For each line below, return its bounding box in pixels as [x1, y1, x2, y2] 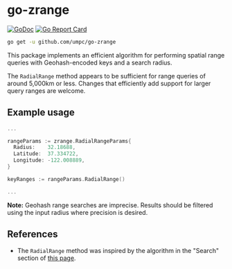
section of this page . [17, 254, 76, 262]
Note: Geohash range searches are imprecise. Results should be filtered [7, 200, 213, 209]
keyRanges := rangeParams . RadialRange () [7, 175, 126, 182]
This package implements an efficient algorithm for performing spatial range [7, 51, 225, 59]
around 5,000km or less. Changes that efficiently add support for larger [7, 79, 211, 87]
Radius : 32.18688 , [13, 144, 76, 151]
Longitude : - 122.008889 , [13, 157, 85, 164]
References [7, 228, 58, 241]
